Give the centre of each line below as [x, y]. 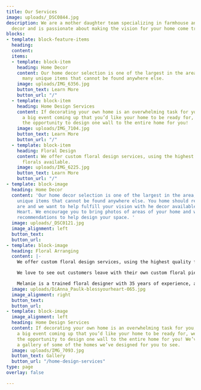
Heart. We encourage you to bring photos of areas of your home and [104, 212]
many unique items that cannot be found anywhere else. [93, 78]
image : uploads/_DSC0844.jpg [42, 17]
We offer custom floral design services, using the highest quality [104, 262]
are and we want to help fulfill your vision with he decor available [107, 206]
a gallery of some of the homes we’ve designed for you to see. [99, 345]
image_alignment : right [41, 295]
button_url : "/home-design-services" [59, 362]
